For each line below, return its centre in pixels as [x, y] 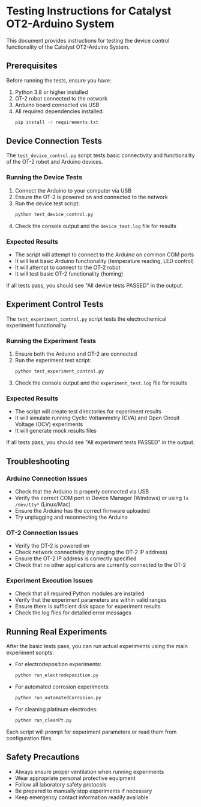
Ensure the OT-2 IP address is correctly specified [76, 558]
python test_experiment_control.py [59, 371]
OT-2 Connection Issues [43, 533]
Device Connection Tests [54, 141]
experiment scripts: [30, 653]
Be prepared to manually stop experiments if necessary [83, 791]
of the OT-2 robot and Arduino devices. [55, 162]
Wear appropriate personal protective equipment [75, 778]
